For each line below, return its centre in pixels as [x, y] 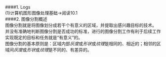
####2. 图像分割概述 [26, 19]
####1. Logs [18, 7]
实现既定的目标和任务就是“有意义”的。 [44, 37]
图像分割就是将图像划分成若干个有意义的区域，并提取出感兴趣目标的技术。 [81, 25]
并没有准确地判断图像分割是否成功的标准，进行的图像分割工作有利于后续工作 [83, 31]
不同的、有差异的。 [72, 50]
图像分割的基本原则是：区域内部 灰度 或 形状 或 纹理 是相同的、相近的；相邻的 [81, 43]
